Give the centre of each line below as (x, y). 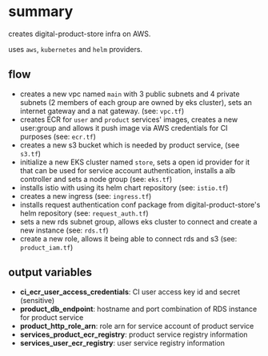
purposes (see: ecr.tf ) (58, 136)
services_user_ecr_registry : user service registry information (122, 342)
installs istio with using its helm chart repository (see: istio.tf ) (124, 188)
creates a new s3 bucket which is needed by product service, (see (130, 145)
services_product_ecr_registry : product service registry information (134, 334)
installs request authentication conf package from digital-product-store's (140, 204)
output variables (50, 272)
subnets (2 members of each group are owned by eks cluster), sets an (136, 102)
